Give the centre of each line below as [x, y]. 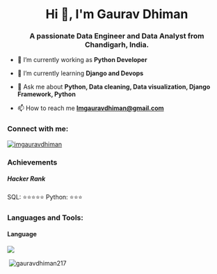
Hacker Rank [26, 179]
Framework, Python [47, 94]
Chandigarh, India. [117, 45]
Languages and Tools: [45, 218]
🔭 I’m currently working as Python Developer [82, 60]
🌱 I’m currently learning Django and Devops [80, 73]
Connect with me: [38, 129]
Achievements [32, 162]
